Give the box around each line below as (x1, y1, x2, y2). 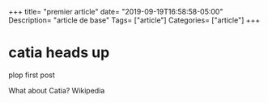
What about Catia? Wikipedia (8, 85, 105, 95)
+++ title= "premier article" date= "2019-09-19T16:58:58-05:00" (8, 7, 223, 16)
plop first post (8, 70, 55, 80)
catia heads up (8, 43, 110, 62)
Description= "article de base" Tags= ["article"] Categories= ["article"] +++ (8, 15, 261, 25)
